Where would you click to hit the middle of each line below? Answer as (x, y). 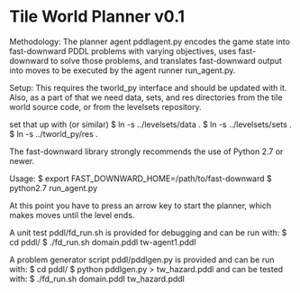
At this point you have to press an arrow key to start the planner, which (141, 206)
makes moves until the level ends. (72, 215)
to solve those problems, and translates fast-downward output (166, 60)
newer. (22, 160)
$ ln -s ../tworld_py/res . (54, 133)
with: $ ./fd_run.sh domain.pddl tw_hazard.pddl (97, 279)
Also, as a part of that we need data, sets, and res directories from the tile (146, 97)
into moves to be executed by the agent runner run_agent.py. (123, 70)
